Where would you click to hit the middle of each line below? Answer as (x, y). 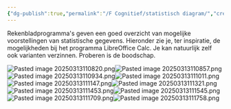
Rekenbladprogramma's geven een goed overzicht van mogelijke (99, 33)
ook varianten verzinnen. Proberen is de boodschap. (81, 55)
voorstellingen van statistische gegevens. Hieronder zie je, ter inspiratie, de (114, 40)
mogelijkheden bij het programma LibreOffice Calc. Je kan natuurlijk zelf (110, 48)
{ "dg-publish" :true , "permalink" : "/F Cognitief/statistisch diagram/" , (110, 13)
